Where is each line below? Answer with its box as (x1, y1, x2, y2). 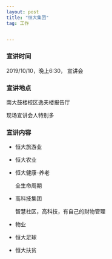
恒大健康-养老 (15, 169, 50, 176)
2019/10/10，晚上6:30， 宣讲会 (6, 67, 84, 74)
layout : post (6, 9, 39, 15)
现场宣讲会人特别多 (6, 111, 54, 119)
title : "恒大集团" (6, 15, 50, 21)
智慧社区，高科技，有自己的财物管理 (15, 208, 106, 215)
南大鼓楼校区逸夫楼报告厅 (6, 98, 70, 106)
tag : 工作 (6, 20, 29, 26)
